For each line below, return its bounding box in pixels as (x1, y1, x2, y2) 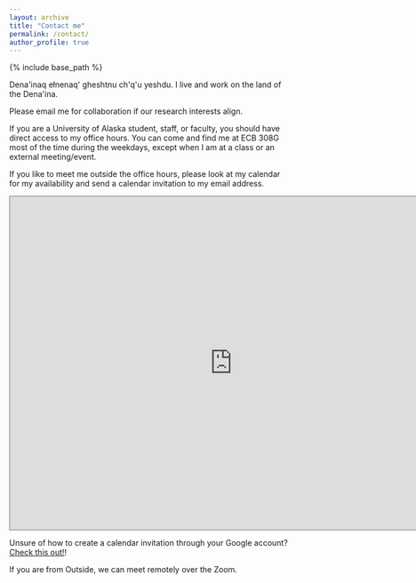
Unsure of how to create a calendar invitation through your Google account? (9, 538, 289, 548)
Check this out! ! (9, 547, 68, 558)
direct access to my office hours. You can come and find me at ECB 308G (9, 132, 280, 143)
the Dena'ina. (9, 89, 59, 100)
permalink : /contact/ (9, 29, 90, 38)
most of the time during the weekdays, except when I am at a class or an (9, 142, 276, 153)
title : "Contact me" (9, 21, 86, 30)
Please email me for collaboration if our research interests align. (9, 106, 243, 116)
